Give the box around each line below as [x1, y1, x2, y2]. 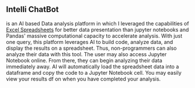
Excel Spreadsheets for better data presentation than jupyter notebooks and [6, 26, 189, 33]
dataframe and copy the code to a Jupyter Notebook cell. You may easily [6, 69, 182, 76]
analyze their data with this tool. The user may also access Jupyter [6, 50, 167, 57]
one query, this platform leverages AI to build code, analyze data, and [6, 38, 173, 45]
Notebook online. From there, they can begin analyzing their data [6, 57, 162, 64]
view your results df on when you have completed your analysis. [6, 75, 161, 82]
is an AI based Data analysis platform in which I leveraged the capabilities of [6, 20, 189, 27]
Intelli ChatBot [6, 5, 60, 14]
